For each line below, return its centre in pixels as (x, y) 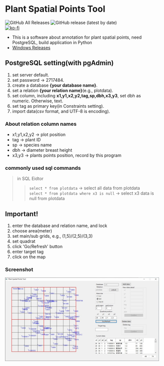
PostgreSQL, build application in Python (52, 42)
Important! (21, 214)
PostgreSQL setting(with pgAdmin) (59, 63)
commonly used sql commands (43, 168)
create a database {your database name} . (55, 85)
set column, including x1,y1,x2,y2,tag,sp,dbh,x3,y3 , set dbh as (76, 95)
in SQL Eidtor (30, 179)
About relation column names (41, 124)
